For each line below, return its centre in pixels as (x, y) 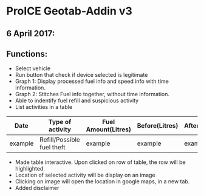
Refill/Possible (59, 140)
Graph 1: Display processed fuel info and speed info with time (92, 81)
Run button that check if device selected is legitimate (81, 75)
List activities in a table (44, 107)
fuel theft (52, 148)
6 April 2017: (31, 34)
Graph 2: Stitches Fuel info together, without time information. (92, 94)
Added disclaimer (37, 188)
